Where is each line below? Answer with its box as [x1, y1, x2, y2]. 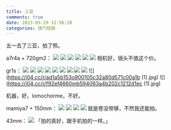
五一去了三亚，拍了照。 [6, 42, 63, 49]
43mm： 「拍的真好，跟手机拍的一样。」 [6, 118, 111, 125]
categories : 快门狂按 [6, 25, 56, 31]
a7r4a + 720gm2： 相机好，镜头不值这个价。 [6, 54, 159, 62]
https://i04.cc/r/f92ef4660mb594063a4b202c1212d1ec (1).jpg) [8, 80, 161, 87]
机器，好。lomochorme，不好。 [6, 92, 84, 99]
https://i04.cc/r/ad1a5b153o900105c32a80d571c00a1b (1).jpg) [8, 74, 159, 81]
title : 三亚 [6, 8, 34, 15]
